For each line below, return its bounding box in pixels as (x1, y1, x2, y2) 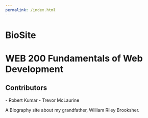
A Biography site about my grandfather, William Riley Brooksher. (5, 107, 140, 113)
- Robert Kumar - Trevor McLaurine (5, 97, 80, 103)
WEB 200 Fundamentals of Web (5, 53, 143, 64)
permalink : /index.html (5, 7, 56, 13)
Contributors (5, 83, 47, 92)
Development (5, 64, 64, 75)
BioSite (5, 29, 36, 41)
